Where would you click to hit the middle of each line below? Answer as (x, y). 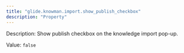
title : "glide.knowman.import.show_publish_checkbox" (74, 11)
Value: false (21, 45)
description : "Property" (37, 17)
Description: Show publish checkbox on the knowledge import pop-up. (92, 33)
